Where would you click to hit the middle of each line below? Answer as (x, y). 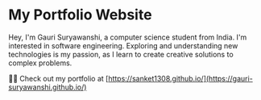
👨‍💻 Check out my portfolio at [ (58, 78)
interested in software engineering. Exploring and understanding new (123, 45)
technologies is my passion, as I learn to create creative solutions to (121, 54)
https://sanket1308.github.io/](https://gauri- (181, 78)
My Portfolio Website (80, 15)
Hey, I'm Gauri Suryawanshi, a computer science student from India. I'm (128, 37)
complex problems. (40, 63)
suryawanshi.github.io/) (48, 87)
